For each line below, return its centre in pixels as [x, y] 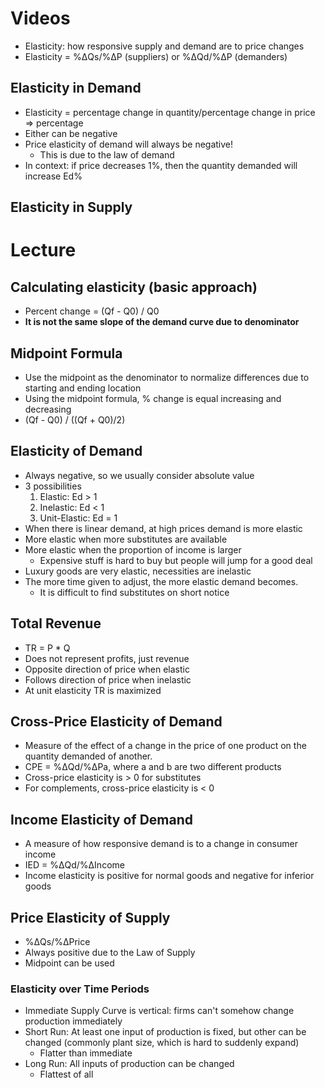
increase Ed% [53, 176]
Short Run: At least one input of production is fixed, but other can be [165, 1032]
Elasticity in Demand [76, 88]
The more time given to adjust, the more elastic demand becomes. [161, 581]
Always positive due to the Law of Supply [110, 953]
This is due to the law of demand [107, 154]
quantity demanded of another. [88, 756]
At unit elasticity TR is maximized [93, 690]
